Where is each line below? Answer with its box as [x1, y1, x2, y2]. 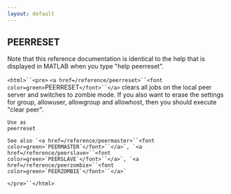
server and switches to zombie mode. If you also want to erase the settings [7, 90, 224, 99]
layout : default [7, 10, 55, 18]
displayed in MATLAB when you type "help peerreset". [7, 62, 164, 71]
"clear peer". [7, 106, 44, 114]
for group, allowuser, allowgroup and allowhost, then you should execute [7, 98, 217, 106]
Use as [7, 119, 27, 126]
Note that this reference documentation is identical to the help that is [7, 55, 205, 63]
